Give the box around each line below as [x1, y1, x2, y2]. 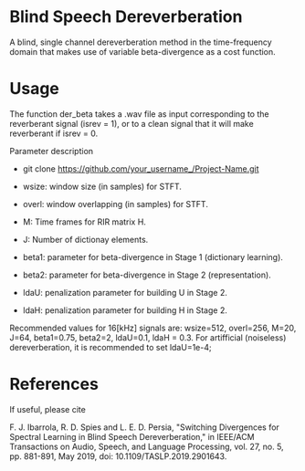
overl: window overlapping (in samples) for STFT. [22, 198, 208, 209]
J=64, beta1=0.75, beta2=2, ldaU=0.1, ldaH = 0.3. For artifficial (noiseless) [9, 331, 287, 343]
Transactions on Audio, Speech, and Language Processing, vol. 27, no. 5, [9, 441, 285, 452]
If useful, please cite [9, 403, 87, 414]
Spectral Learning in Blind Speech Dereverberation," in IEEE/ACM [9, 431, 255, 442]
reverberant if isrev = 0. [9, 128, 99, 139]
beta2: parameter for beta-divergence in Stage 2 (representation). [22, 269, 271, 280]
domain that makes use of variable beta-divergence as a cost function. [9, 46, 276, 57]
